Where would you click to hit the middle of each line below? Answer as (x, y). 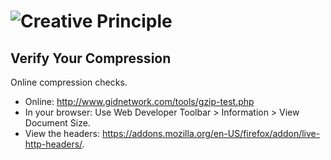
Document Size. (57, 123)
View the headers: (62, 133)
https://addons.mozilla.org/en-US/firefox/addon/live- (211, 133)
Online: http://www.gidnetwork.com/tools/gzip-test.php (139, 101)
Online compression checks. (69, 82)
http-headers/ (53, 144)
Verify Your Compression (91, 58)
